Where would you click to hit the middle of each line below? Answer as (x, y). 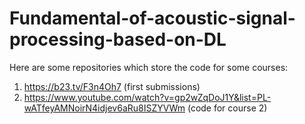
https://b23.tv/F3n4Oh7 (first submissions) (112, 86)
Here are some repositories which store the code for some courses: (149, 67)
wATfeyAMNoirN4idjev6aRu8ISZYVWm (104, 108)
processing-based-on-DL (118, 39)
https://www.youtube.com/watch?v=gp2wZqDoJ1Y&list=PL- (147, 97)
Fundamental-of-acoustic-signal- (152, 18)
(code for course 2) (227, 108)
